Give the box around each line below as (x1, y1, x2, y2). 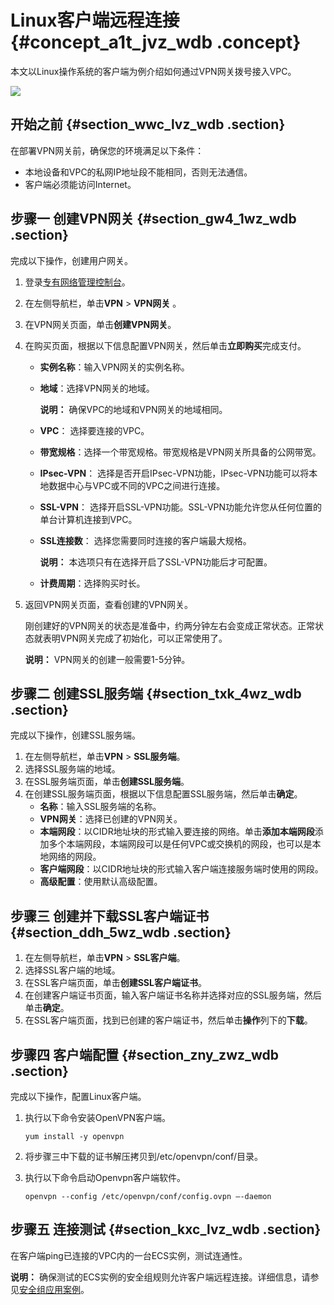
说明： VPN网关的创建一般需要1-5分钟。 (24, 653, 191, 665)
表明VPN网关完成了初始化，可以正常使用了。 (42, 632, 228, 644)
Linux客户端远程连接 (10, 9, 180, 32)
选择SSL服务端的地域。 (24, 763, 121, 775)
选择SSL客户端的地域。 (24, 964, 121, 976)
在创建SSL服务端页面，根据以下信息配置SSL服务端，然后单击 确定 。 (24, 788, 303, 800)
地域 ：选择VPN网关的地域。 (39, 382, 155, 394)
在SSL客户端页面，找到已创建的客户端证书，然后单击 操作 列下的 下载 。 (24, 1014, 313, 1026)
